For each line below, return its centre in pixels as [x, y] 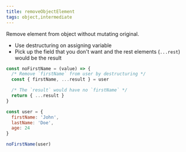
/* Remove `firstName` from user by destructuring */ [79, 74]
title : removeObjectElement [41, 11]
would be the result [38, 58]
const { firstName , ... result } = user [60, 80]
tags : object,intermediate [39, 17]
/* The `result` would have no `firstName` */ [69, 90]
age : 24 [21, 128]
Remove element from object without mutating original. [73, 34]
